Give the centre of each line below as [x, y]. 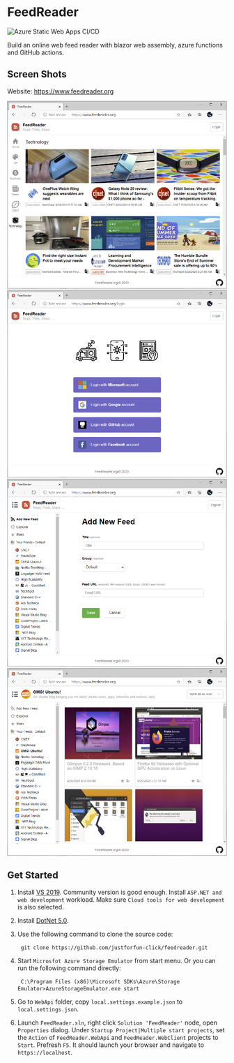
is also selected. [40, 907]
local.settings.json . [48, 1009]
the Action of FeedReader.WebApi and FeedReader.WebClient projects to [118, 1037]
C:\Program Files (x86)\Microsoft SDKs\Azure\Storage [100, 981]
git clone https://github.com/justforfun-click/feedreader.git [114, 947]
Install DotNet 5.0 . [43, 920]
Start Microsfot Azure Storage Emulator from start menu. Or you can [116, 960]
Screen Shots [37, 74]
